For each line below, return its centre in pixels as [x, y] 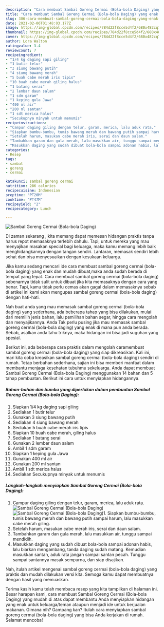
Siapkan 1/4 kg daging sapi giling [46, 407]
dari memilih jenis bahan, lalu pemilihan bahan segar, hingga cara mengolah [82, 317]
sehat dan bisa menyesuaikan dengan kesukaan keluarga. [63, 257]
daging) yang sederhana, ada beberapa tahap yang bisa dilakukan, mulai [79, 312]
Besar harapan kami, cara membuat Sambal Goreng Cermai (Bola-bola [76, 594]
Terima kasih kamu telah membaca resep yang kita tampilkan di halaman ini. [82, 589]
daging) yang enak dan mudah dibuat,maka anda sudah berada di [81, 271]
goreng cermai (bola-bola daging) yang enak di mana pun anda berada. [77, 327]
